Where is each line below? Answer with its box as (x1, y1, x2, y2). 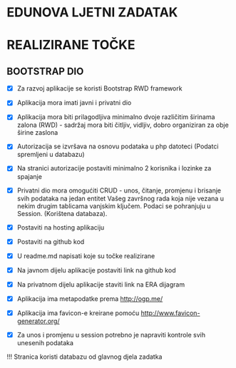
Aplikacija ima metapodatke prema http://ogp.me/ (16, 294, 163, 303)
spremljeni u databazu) (16, 150, 85, 159)
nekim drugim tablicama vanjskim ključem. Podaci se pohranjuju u (16, 201, 211, 210)
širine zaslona (16, 128, 58, 137)
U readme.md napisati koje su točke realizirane (16, 251, 155, 260)
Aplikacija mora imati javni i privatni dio (16, 98, 132, 107)
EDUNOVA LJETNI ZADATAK (6, 4, 178, 21)
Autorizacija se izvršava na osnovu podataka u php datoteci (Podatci (16, 142, 219, 150)
